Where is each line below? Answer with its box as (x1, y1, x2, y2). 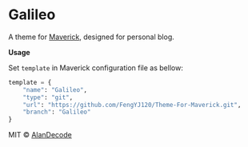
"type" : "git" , (22, 93, 74, 101)
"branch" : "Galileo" (22, 108, 91, 117)
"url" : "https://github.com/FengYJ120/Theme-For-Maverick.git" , (22, 101, 242, 109)
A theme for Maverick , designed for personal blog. (8, 32, 174, 42)
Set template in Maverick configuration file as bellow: (8, 62, 184, 73)
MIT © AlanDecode (8, 130, 72, 140)
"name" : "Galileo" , (22, 85, 88, 93)
